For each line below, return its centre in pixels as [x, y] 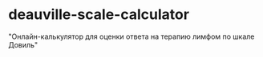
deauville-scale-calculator [99, 15]
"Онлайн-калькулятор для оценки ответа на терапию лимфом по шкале [131, 36]
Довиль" [23, 44]
